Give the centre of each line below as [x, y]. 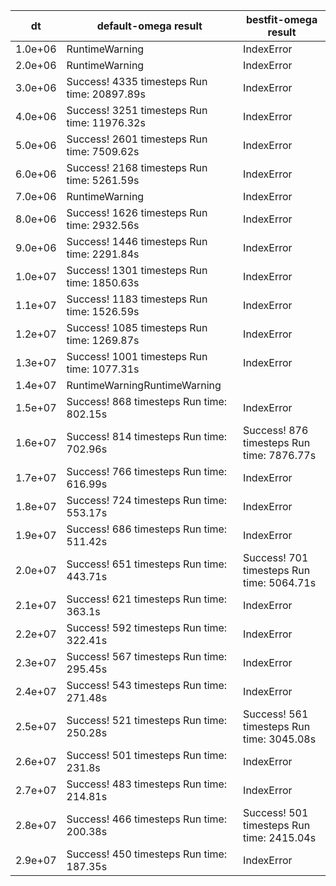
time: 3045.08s [280, 739]
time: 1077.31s [103, 369]
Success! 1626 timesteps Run [137, 212]
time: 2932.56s [103, 225]
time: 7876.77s [280, 455]
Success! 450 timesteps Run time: [147, 854]
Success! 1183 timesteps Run [137, 299]
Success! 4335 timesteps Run [137, 81]
